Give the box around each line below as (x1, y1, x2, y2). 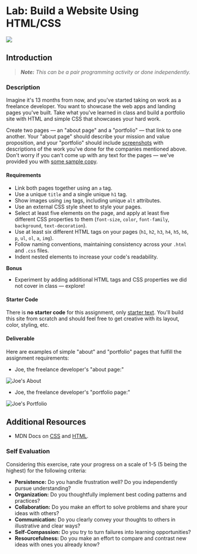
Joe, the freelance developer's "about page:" (14, 366, 124, 373)
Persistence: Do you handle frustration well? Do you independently (14, 478, 178, 485)
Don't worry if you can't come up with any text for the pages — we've (6, 152, 175, 159)
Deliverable (6, 335, 35, 342)
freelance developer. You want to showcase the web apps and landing (6, 103, 176, 110)
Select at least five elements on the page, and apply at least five (14, 210, 170, 217)
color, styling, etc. (6, 321, 49, 329)
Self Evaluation (6, 447, 50, 456)
